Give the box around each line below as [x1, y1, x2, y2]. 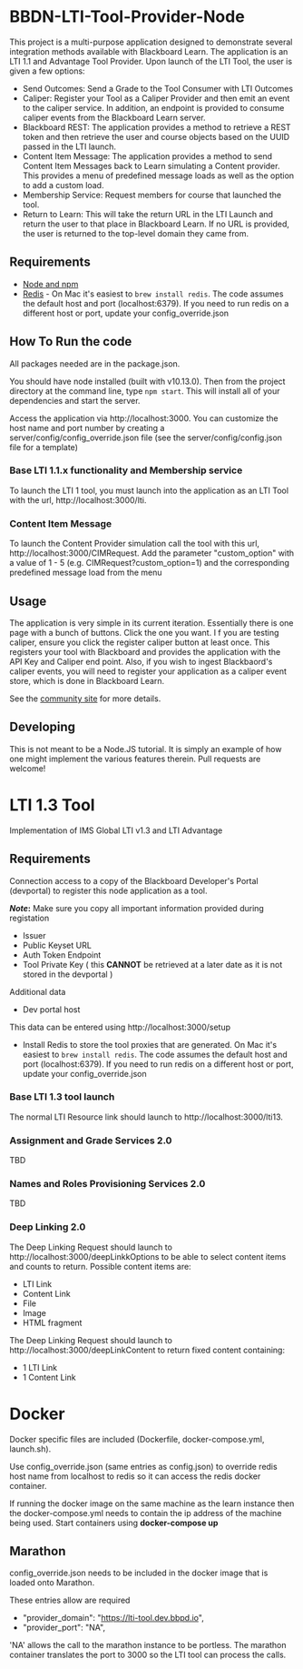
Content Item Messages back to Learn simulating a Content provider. [22, 160, 280, 171]
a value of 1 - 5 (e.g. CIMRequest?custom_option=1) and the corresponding [9, 558, 290, 568]
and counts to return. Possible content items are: [9, 1261, 192, 1272]
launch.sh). [9, 1443, 52, 1454]
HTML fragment [22, 1317, 83, 1328]
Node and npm [22, 278, 79, 289]
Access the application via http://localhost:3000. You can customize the [9, 412, 279, 424]
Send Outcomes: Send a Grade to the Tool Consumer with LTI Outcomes [22, 83, 293, 94]
